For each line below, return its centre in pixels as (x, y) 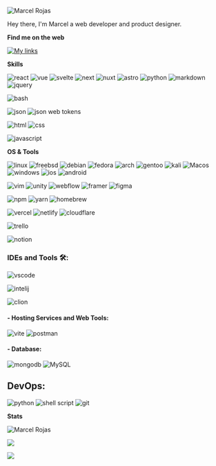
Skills (15, 64)
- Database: (24, 349)
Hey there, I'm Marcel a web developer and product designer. (95, 24)
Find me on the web (36, 37)
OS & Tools (23, 152)
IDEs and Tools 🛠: (38, 258)
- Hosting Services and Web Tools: (58, 318)
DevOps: (27, 386)
